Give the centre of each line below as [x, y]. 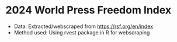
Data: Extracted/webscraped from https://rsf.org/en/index [83, 26]
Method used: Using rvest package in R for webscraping [82, 32]
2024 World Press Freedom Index [88, 10]
